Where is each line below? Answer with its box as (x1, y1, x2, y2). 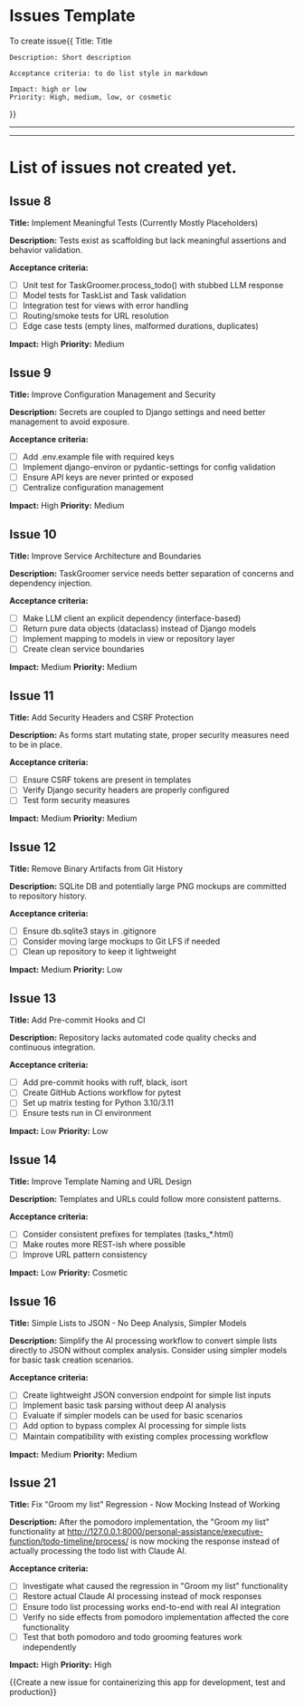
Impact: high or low (9, 84, 88, 93)
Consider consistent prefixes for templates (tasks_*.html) (22, 1229, 234, 1240)
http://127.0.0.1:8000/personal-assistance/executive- (67, 1527, 264, 1537)
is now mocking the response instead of (130, 1536, 280, 1546)
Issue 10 (9, 527, 57, 542)
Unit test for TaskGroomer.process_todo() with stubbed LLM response (22, 279, 284, 290)
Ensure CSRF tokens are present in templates (22, 774, 192, 785)
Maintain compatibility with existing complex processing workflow (22, 1430, 269, 1441)
